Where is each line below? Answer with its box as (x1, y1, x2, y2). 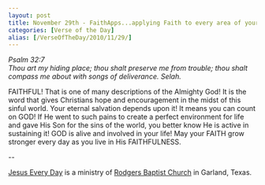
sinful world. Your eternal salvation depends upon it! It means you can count (8, 104, 256, 113)
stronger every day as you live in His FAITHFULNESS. (8, 137, 181, 146)
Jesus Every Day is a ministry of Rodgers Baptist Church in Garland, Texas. (8, 168, 252, 177)
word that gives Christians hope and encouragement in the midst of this (8, 95, 241, 105)
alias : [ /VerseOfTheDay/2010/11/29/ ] (8, 33, 132, 42)
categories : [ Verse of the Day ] (8, 26, 114, 34)
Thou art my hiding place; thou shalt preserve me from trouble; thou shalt (8, 64, 248, 73)
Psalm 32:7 (8, 55, 45, 65)
